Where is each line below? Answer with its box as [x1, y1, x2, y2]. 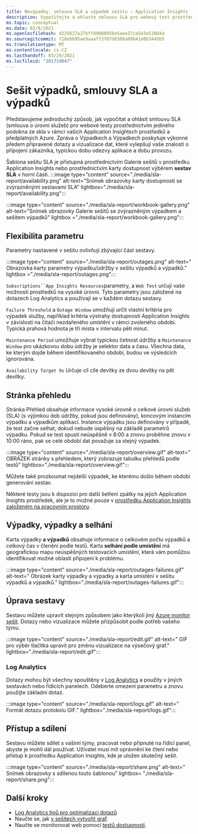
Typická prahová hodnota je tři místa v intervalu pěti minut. [6, 325, 149, 332]
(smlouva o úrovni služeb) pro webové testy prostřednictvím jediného [6, 122, 175, 129]
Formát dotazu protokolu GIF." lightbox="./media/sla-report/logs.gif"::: [6, 706, 176, 713]
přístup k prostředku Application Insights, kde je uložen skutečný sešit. [6, 752, 178, 759]
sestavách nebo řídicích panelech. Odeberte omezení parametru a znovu [6, 682, 183, 689]
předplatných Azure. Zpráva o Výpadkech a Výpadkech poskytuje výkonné [6, 134, 189, 142]
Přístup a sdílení [6, 723, 67, 734]
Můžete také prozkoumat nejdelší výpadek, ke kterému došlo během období [6, 473, 190, 480]
